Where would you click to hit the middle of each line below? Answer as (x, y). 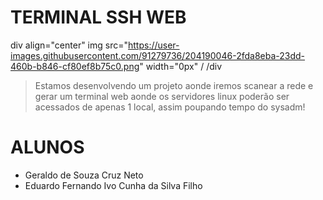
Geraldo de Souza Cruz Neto (84, 175)
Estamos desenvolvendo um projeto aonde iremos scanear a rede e (174, 85)
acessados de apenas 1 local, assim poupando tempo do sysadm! (170, 107)
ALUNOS (47, 147)
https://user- (154, 45)
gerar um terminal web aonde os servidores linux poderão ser (162, 96)
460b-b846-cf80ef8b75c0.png (75, 66)
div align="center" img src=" (69, 45)
